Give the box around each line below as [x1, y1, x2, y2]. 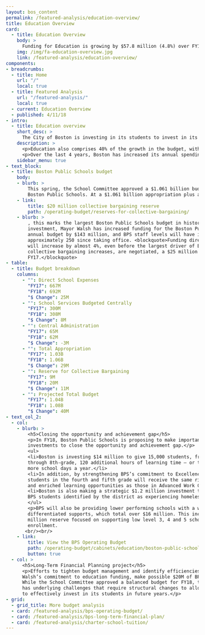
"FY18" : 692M [28, 288, 61, 294]
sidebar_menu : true [17, 157, 67, 163]
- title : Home [11, 72, 47, 78]
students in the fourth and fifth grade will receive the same [28, 477, 192, 483]
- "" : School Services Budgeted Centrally [21, 300, 132, 306]
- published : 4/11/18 [11, 112, 67, 118]
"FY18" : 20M [28, 380, 59, 386]
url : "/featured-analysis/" [17, 94, 88, 101]
